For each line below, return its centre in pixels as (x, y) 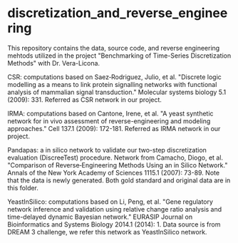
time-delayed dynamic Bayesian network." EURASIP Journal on (100, 217)
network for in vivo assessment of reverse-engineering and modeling (109, 121)
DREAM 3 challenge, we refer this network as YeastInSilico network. (107, 232)
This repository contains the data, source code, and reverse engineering (114, 48)
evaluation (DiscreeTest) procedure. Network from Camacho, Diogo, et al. (115, 157)
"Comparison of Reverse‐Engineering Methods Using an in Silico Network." (118, 165)
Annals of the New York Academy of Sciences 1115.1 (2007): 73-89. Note (113, 172)
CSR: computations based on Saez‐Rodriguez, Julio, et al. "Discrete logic (115, 77)
